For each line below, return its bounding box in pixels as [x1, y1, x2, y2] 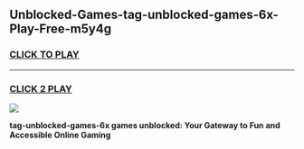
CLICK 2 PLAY [9, 82, 72, 95]
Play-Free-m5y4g [9, 22, 111, 37]
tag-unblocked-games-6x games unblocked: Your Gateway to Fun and [9, 119, 280, 130]
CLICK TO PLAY [9, 49, 80, 61]
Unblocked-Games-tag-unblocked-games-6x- [9, 7, 279, 23]
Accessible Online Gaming [9, 129, 111, 140]
